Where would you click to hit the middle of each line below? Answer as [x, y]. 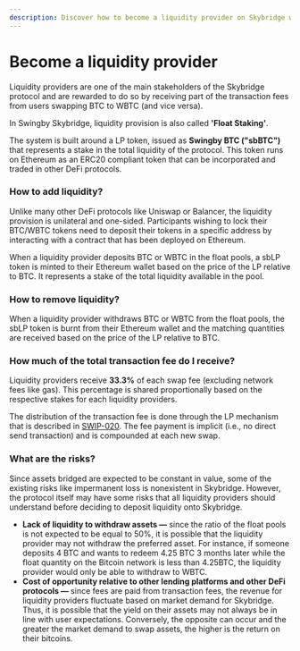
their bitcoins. [47, 638]
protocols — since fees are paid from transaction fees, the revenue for [152, 590]
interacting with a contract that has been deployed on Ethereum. [128, 240]
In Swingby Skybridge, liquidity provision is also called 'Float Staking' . [139, 123]
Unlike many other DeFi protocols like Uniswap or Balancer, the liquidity [141, 211]
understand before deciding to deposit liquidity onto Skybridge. [126, 507]
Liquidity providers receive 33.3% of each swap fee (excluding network [142, 380]
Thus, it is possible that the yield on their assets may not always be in [150, 610]
